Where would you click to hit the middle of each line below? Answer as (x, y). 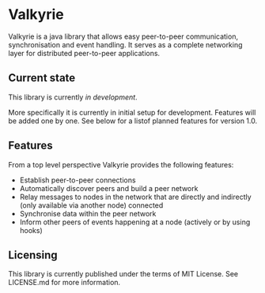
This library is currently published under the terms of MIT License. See (123, 274)
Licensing (33, 255)
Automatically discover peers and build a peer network (109, 188)
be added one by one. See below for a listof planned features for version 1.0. (133, 121)
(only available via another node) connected (91, 205)
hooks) (31, 230)
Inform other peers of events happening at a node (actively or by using (135, 222)
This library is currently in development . (73, 97)
